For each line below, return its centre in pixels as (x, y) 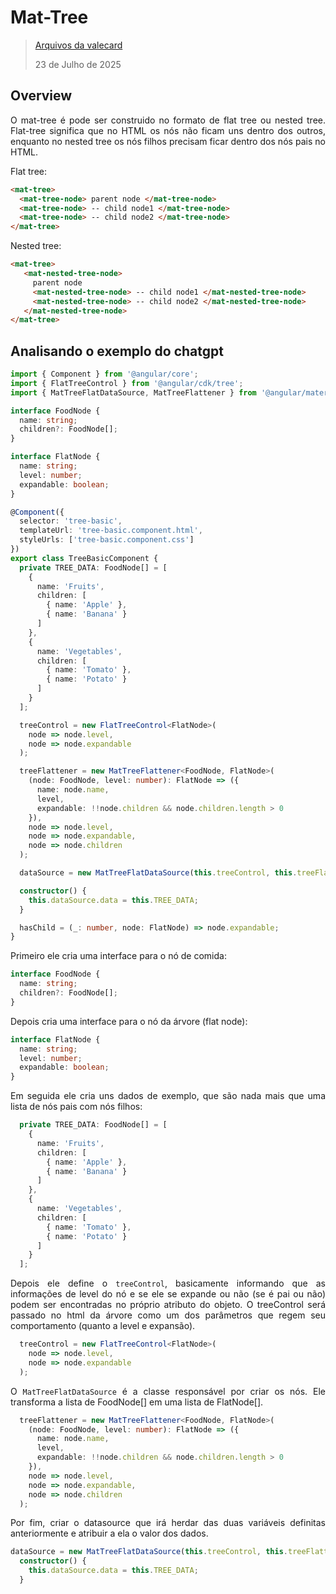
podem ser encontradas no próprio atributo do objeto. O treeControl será (168, 1305)
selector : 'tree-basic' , (71, 521)
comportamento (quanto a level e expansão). (103, 1326)
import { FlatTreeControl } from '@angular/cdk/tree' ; (127, 383)
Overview (41, 96)
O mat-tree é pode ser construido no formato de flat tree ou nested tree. (168, 120)
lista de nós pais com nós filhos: (76, 1107)
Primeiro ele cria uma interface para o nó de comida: (118, 956)
